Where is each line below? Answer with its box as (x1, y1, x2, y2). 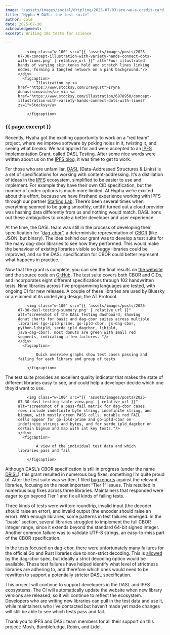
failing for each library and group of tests (18, 357, 115, 362)
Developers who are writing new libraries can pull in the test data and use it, (5, 598, 163, 604)
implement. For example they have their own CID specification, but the (5, 182, 152, 188)
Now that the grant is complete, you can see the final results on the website (5, 267, 163, 273)
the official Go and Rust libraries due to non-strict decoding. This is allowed (5, 550, 163, 556)
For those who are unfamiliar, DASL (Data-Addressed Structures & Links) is (5, 166, 161, 172)
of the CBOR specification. (5, 535, 61, 541)
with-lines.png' (18, 58, 52, 63)
